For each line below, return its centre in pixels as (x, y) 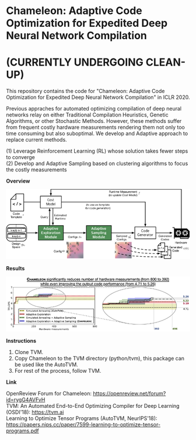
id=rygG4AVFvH (26, 400)
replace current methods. (36, 140)
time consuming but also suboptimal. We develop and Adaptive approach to (97, 133)
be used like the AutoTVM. (46, 365)
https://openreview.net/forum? (129, 394)
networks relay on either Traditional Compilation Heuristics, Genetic (87, 115)
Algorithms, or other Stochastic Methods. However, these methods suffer (94, 121)
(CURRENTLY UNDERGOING (75, 62)
